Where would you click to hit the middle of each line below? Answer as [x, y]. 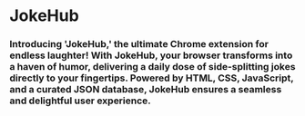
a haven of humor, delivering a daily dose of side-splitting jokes [152, 67]
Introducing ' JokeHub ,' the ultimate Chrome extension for [139, 44]
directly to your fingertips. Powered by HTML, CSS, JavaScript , [152, 78]
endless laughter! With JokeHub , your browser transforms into [151, 55]
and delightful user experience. [81, 101]
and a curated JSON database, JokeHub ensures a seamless [146, 90]
